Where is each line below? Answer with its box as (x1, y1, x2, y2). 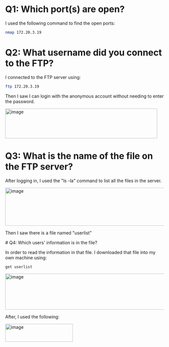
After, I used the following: (5, 314, 60, 320)
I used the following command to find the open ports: (5, 20, 116, 26)
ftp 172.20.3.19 (5, 84, 39, 89)
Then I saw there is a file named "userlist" (5, 230, 92, 236)
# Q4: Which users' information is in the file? (5, 239, 98, 245)
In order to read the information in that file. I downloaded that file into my (5, 249, 156, 255)
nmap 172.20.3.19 (5, 30, 42, 35)
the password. (5, 98, 35, 104)
